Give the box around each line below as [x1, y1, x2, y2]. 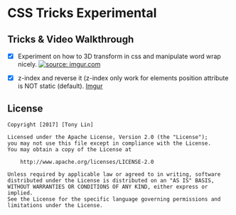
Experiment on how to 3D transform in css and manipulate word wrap [17, 52, 222, 60]
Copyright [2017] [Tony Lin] [7, 121, 94, 128]
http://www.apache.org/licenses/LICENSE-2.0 [20, 158, 154, 165]
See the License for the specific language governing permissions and [7, 195, 221, 203]
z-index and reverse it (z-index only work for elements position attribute [17, 74, 229, 82]
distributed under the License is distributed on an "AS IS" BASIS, [7, 177, 215, 184]
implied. [7, 189, 33, 197]
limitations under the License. [7, 202, 103, 209]
